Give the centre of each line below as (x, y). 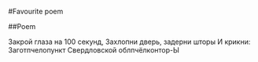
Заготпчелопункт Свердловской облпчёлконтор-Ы (94, 50)
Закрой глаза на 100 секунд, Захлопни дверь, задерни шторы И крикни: (129, 42)
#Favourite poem (36, 11)
